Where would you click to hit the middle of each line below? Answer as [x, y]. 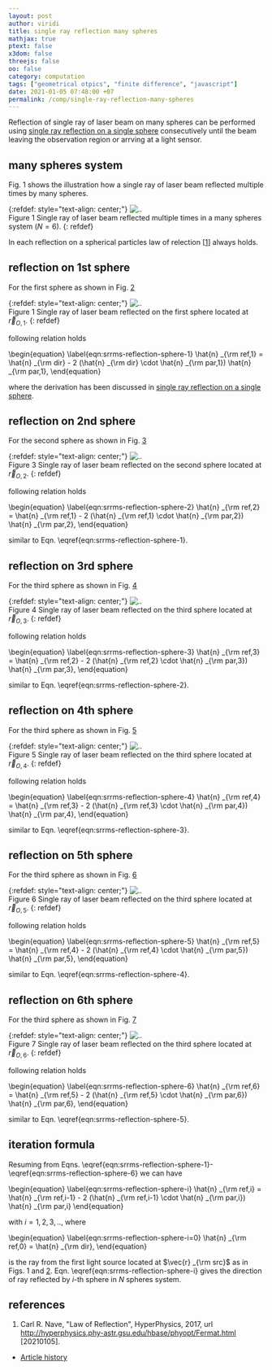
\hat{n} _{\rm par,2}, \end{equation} [68, 525]
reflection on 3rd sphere [71, 566]
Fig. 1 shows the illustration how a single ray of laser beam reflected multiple [136, 185]
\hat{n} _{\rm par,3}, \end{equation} [68, 669]
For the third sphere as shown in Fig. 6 [73, 875]
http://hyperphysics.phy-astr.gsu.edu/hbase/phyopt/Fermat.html [128, 1333]
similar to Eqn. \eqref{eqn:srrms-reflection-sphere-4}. [99, 975]
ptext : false [30, 46]
